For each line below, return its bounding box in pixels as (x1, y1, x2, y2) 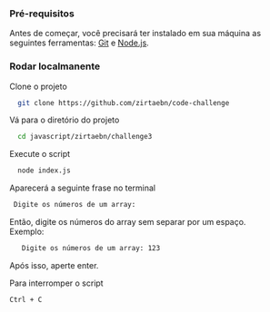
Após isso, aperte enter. (9, 259, 99, 270)
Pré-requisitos (9, 7, 75, 20)
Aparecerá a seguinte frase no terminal (9, 182, 156, 193)
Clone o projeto (9, 81, 68, 92)
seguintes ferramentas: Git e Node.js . (9, 37, 150, 48)
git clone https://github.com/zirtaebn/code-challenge (17, 98, 230, 107)
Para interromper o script (9, 278, 104, 288)
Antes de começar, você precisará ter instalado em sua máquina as (9, 28, 262, 39)
